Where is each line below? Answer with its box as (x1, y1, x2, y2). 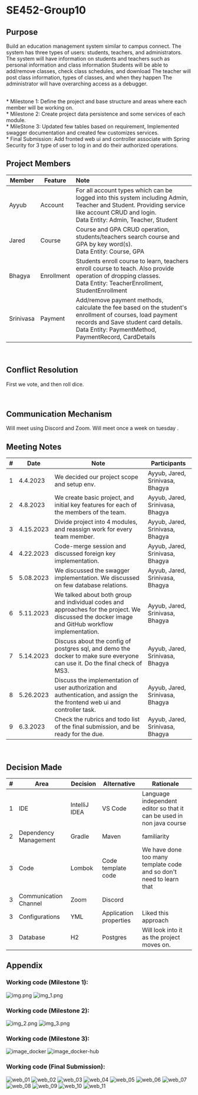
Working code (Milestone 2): (6, 1006, 90, 1014)
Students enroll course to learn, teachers (75, 257, 189, 265)
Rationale (152, 780, 179, 788)
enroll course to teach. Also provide (75, 264, 174, 272)
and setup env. (54, 480, 96, 489)
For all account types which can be (75, 186, 173, 194)
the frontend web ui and (54, 698, 121, 707)
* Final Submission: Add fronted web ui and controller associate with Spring (6, 136, 190, 142)
